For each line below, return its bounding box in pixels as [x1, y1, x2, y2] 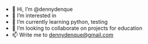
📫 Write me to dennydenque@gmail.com [11, 32, 113, 38]
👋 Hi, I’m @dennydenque [11, 6, 73, 12]
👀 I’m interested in [11, 12, 57, 19]
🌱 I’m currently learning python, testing [11, 18, 108, 25]
